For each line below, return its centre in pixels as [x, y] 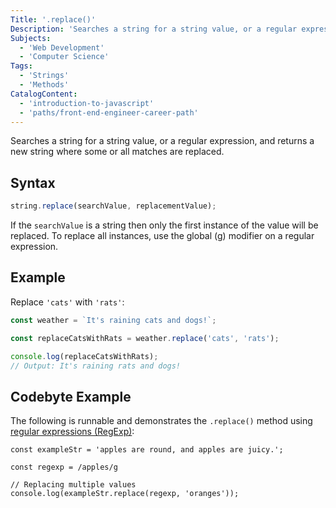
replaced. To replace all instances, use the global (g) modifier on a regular [162, 236]
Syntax [33, 182]
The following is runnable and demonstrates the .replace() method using [161, 421]
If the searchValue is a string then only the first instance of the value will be [164, 225]
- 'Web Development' [62, 47]
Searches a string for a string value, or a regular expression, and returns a [162, 141]
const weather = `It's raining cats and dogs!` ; [113, 320]
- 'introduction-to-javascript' [87, 103]
